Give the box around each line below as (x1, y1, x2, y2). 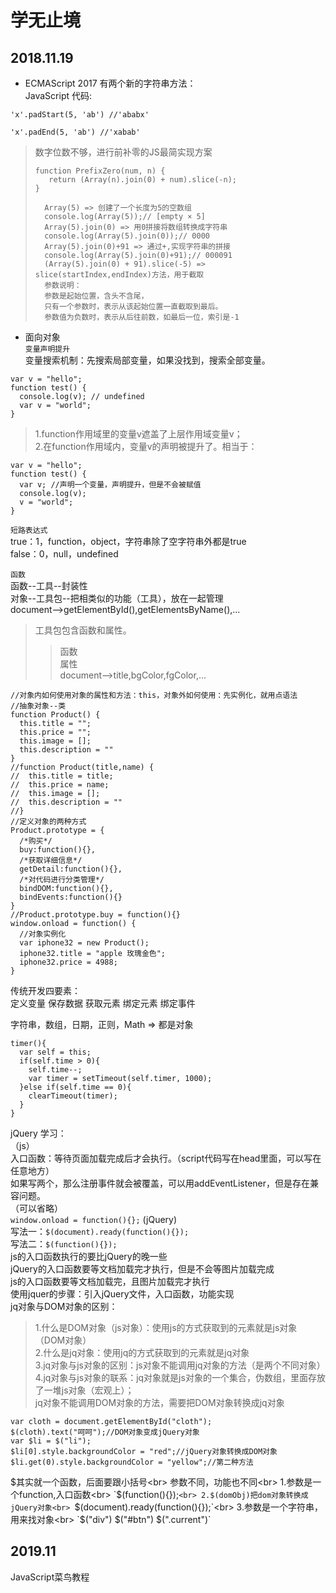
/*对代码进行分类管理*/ (19, 875, 105, 885)
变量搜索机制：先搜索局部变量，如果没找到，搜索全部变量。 (24, 354, 271, 366)
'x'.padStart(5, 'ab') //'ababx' (10, 110, 150, 120)
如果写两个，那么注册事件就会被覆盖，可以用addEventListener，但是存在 (10, 1177, 311, 1189)
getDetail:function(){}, (19, 864, 123, 874)
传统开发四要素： (10, 985, 81, 996)
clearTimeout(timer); (28, 1091, 118, 1101)
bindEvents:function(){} (19, 892, 123, 902)
